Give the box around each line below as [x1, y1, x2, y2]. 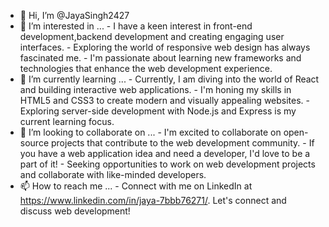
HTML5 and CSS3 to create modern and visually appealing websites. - [19, 95, 311, 106]
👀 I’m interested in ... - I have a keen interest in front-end [19, 20, 253, 32]
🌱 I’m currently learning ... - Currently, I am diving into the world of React [19, 73, 320, 85]
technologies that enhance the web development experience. [19, 63, 273, 74]
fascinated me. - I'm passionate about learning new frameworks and [19, 52, 302, 64]
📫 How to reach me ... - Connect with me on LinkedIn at [19, 180, 253, 192]
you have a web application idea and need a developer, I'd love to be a [19, 148, 311, 159]
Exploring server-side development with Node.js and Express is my [19, 105, 297, 117]
